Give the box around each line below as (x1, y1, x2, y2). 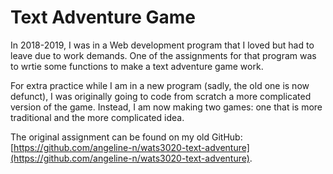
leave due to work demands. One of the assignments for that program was (10, 49, 317, 61)
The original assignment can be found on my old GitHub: (10, 131, 243, 143)
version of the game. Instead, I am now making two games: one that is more (10, 101, 323, 113)
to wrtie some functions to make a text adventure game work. (10, 60, 264, 72)
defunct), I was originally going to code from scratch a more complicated (10, 90, 312, 102)
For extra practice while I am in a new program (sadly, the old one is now (10, 79, 310, 91)
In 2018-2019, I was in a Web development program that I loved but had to (10, 39, 315, 51)
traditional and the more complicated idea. (10, 111, 185, 123)
